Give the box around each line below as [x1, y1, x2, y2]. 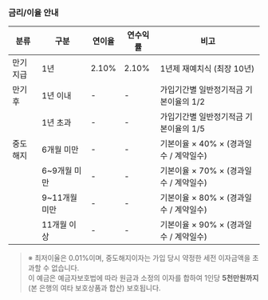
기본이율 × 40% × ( [160, 138, 230, 150]
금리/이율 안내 [8, 6, 59, 18]
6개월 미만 [41, 144, 79, 155]
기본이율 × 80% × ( [160, 192, 230, 203]
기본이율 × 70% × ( [160, 166, 230, 177]
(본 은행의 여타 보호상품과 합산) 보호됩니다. [27, 283, 161, 293]
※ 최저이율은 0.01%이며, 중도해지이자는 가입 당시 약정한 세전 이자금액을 [27, 254, 251, 263]
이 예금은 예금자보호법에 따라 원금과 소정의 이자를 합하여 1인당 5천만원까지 [27, 274, 259, 283]
